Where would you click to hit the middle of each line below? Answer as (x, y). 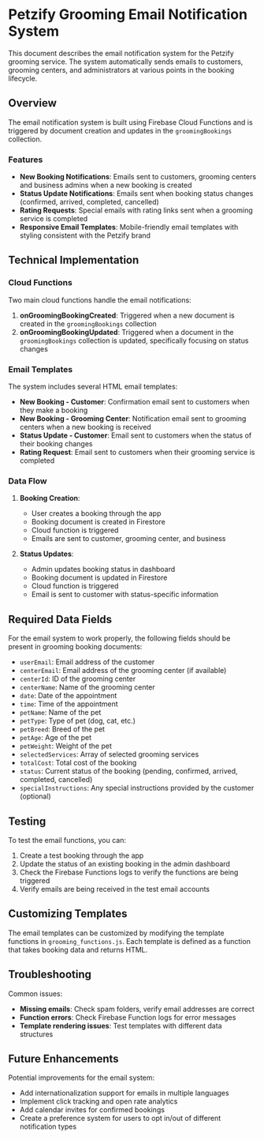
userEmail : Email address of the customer (87, 662)
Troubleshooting (50, 974)
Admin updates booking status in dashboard (103, 569)
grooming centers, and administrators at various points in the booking (121, 70)
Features (26, 160)
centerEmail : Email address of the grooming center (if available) (123, 671)
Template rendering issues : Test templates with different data (121, 1025)
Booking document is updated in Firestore (99, 577)
